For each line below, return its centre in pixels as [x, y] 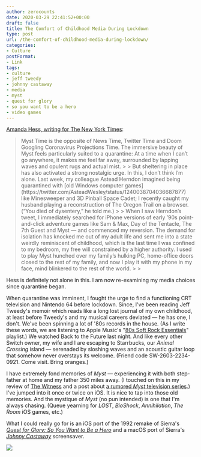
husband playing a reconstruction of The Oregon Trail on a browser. [105, 205]
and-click [33, 224]
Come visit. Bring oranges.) [55, 362]
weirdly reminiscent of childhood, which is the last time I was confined [108, 243]
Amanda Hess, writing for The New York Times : [65, 129]
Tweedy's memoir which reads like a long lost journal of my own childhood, [99, 311]
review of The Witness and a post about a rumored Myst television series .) [98, 386]
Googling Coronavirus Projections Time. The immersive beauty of [102, 147]
